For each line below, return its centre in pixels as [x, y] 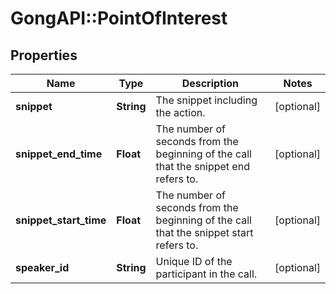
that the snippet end [202, 166]
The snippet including [206, 100]
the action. [180, 112]
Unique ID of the [194, 261]
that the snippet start [204, 232]
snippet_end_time [59, 154]
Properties [44, 55]
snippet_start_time [61, 220]
